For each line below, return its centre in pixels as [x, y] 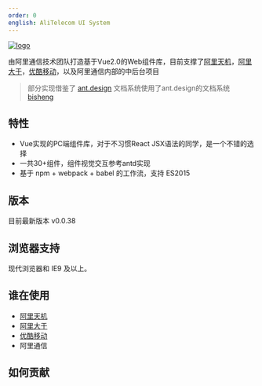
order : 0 [22, 15]
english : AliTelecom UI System [59, 23]
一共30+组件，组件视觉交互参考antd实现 [85, 164]
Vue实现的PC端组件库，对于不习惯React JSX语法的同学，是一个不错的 [133, 144]
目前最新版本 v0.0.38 [42, 221]
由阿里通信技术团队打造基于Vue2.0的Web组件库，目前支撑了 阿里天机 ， [123, 61]
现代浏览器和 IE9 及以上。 [50, 268]
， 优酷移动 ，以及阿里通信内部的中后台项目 [91, 71]
